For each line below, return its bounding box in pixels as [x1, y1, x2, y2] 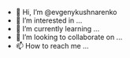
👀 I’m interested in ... [15, 16, 83, 25]
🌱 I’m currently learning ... [15, 24, 100, 33]
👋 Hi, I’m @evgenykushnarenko [15, 8, 117, 16]
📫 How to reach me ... [15, 42, 89, 50]
